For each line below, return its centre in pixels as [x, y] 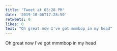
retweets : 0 [18, 19]
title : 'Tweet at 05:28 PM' [35, 10]
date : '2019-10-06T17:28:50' [36, 15]
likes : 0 [14, 24]
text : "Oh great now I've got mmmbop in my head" [59, 29]
